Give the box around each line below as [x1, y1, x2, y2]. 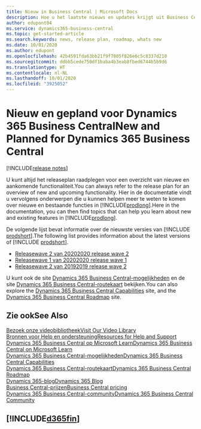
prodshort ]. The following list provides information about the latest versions [6, 232, 190, 239]
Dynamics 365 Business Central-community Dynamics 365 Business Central [6, 390, 193, 397]
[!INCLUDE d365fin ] [6, 413, 80, 424]
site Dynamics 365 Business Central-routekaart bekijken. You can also [6, 280, 178, 287]
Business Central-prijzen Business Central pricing [6, 384, 127, 391]
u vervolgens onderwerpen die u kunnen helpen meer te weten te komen [6, 195, 186, 202]
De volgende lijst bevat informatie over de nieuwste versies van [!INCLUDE [6, 225, 190, 233]
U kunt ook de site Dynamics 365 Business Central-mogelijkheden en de [6, 274, 185, 281]
